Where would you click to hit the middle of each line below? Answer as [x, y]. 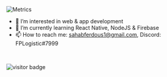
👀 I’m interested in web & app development [69, 21]
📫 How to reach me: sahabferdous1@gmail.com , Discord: [88, 35]
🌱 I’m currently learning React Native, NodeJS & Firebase [87, 28]
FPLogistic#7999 [37, 43]
